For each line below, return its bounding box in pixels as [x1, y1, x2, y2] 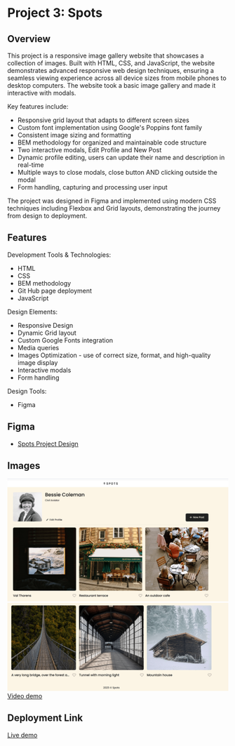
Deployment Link [7, 712, 83, 724]
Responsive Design [17, 321, 74, 329]
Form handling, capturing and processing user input [17, 183, 168, 191]
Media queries [17, 343, 60, 352]
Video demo [7, 691, 43, 700]
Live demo [7, 731, 38, 739]
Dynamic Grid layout [17, 328, 77, 337]
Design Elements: [7, 307, 58, 316]
